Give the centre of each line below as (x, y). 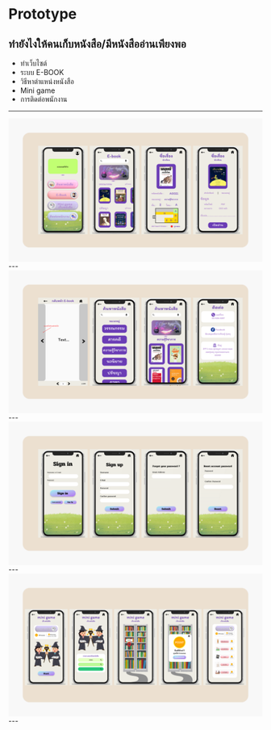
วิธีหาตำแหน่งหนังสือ (47, 81)
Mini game (38, 90)
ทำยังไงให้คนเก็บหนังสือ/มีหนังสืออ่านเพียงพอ (98, 44)
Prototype (43, 14)
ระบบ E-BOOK (42, 72)
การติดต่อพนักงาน (44, 99)
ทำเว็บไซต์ (33, 63)
